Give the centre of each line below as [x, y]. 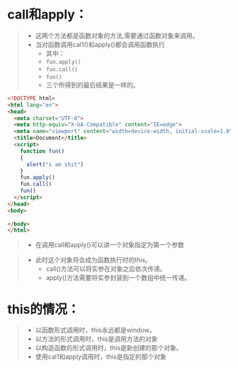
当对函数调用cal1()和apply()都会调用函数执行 [100, 44]
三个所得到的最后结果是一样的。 [92, 85]
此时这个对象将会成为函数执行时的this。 [93, 260]
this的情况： [44, 309]
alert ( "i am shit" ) [55, 164]
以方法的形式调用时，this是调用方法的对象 [96, 339]
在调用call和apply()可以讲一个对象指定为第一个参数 [109, 245]
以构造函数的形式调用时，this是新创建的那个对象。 [109, 348]
